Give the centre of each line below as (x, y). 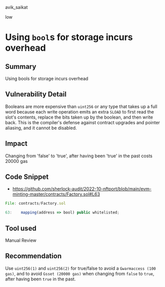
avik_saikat (16, 7)
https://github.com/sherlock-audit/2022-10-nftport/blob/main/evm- (82, 189)
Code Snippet (27, 177)
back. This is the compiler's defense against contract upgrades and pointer (82, 122)
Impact (16, 143)
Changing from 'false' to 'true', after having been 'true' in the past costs (79, 156)
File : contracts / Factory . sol (35, 204)
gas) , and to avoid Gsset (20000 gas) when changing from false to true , (80, 273)
